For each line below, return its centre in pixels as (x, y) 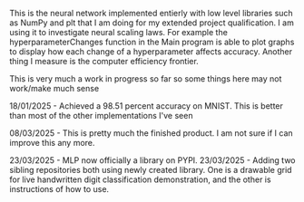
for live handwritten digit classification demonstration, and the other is (140, 179)
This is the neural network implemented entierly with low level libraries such (151, 13)
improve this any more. (52, 143)
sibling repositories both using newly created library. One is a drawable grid (151, 170)
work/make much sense (54, 88)
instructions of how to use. (59, 189)
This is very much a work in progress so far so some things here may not (146, 79)
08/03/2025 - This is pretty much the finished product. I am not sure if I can (151, 133)
